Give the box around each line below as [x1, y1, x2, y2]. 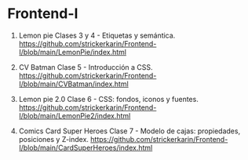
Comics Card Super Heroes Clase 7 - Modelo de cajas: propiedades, [18, 126, 241, 136]
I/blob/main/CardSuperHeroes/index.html [18, 143, 153, 152]
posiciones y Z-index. [18, 134, 89, 144]
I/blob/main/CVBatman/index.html [18, 79, 129, 89]
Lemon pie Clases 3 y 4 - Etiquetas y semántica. [18, 31, 176, 40]
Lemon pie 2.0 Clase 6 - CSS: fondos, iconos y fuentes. [18, 94, 199, 104]
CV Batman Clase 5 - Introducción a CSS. [18, 62, 154, 71]
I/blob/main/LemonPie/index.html [18, 47, 127, 56]
